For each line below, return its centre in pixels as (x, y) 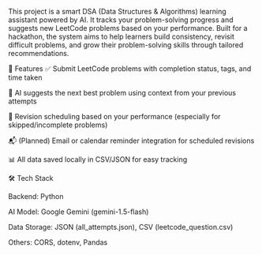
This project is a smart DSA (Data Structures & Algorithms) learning (117, 11)
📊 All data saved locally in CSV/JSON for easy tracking (98, 159)
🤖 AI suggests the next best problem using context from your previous (122, 93)
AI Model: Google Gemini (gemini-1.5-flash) (79, 212)
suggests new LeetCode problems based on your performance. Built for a (128, 28)
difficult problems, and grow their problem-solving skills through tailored (126, 45)
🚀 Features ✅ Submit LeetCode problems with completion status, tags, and (130, 69)
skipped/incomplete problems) (58, 125)
